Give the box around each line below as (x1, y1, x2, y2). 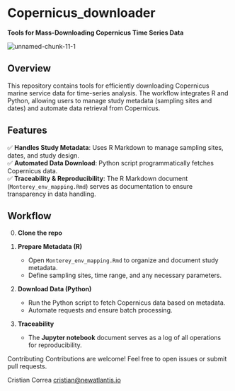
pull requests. (7, 362, 47, 370)
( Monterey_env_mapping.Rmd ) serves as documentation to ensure (7, 182, 193, 190)
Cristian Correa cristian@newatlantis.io (7, 376, 122, 385)
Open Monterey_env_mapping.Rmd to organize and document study (28, 256, 219, 264)
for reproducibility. (28, 341, 83, 349)
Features (7, 124, 47, 136)
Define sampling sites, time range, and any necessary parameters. (28, 271, 222, 280)
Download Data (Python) (17, 285, 92, 293)
